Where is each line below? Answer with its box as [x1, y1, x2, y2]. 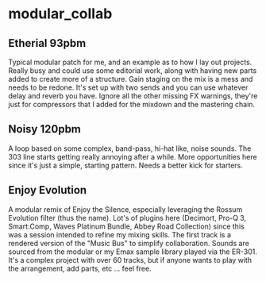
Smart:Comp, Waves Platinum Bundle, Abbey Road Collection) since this [8, 221, 245, 231]
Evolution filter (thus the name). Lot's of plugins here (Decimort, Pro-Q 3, [8, 213, 247, 222]
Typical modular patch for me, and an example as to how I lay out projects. [8, 57, 253, 67]
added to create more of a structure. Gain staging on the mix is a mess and [8, 75, 253, 83]
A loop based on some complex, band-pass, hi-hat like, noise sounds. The [8, 144, 252, 153]
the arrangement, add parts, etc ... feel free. [8, 264, 152, 273]
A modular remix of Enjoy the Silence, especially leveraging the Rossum [8, 204, 243, 214]
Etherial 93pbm [8, 37, 87, 50]
